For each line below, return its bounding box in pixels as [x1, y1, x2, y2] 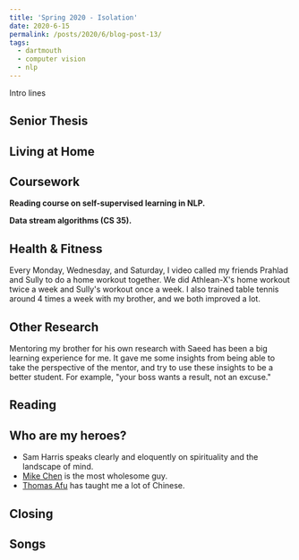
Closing [9, 506, 54, 522]
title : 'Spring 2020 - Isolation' [9, 13, 139, 22]
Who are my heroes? [9, 428, 127, 443]
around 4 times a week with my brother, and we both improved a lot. [9, 293, 261, 304]
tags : [9, 38, 30, 47]
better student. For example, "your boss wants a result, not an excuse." [9, 372, 271, 383]
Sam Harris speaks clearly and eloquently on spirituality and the [21, 452, 259, 462]
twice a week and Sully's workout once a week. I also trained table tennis [9, 284, 279, 295]
